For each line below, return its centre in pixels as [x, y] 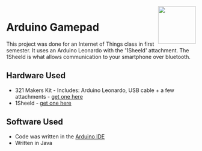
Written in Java [34, 143]
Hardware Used [36, 75]
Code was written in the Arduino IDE [60, 136]
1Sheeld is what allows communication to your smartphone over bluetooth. [99, 57]
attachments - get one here [49, 96]
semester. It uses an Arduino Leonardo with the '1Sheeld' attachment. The [98, 50]
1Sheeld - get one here [43, 103]
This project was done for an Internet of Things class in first [80, 44]
